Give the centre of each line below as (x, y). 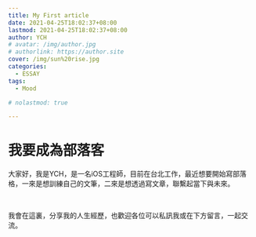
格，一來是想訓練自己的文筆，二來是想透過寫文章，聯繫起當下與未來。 (121, 184)
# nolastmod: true (38, 103)
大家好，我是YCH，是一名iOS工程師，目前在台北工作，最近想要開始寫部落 (127, 174)
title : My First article (49, 15)
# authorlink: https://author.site (66, 52)
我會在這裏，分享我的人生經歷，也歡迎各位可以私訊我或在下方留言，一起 (124, 216)
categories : (27, 67)
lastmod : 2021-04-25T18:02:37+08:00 (68, 30)
